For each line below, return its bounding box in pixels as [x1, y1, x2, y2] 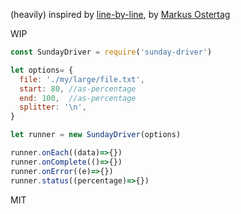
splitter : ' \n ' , [19, 102, 87, 113]
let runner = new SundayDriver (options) [10, 130, 182, 140]
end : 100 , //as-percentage [19, 93, 137, 103]
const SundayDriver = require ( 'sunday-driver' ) [10, 47, 213, 57]
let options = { [10, 65, 74, 75]
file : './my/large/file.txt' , [19, 74, 145, 84]
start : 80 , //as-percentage [19, 84, 137, 94]
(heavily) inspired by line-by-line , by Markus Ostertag [10, 9, 231, 20]
